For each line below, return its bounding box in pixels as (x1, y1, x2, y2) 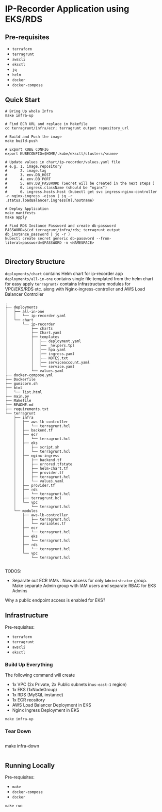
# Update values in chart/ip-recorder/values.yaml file (5, 159, 120, 164)
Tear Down (5, 728, 32, 735)
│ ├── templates (5, 334, 60, 339)
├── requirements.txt (5, 406, 49, 412)
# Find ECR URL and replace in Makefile (5, 121, 88, 127)
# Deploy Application (5, 206, 49, 211)
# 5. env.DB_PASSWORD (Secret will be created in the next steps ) (5, 181, 155, 186)
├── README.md (5, 402, 34, 407)
